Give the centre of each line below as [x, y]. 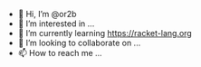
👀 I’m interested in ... [56, 24]
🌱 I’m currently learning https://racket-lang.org [105, 33]
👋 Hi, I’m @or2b [47, 14]
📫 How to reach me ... [60, 53]
